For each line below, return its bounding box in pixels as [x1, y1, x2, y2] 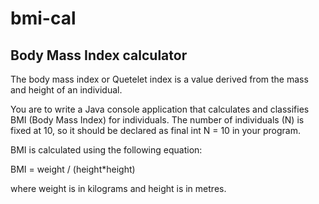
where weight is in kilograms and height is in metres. [10, 183, 227, 194]
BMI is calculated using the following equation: [10, 144, 203, 156]
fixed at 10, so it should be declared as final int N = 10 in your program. [10, 125, 301, 136]
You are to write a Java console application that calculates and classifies [10, 103, 310, 115]
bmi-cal [10, 7, 77, 30]
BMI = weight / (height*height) [10, 163, 136, 175]
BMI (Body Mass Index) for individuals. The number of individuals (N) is [10, 114, 305, 126]
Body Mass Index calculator [10, 47, 188, 64]
